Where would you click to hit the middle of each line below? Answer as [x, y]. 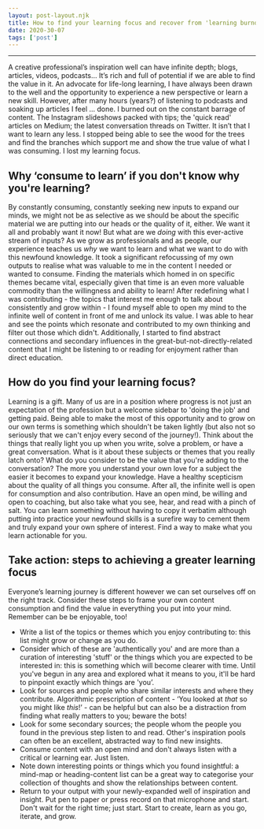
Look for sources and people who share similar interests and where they [136, 690]
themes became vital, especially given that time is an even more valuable [126, 283]
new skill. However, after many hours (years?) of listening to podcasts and [128, 101]
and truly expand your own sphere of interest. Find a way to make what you [130, 527]
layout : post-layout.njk [49, 15]
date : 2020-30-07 [37, 30]
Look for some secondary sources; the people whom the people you [130, 724]
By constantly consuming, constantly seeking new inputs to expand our [124, 207]
